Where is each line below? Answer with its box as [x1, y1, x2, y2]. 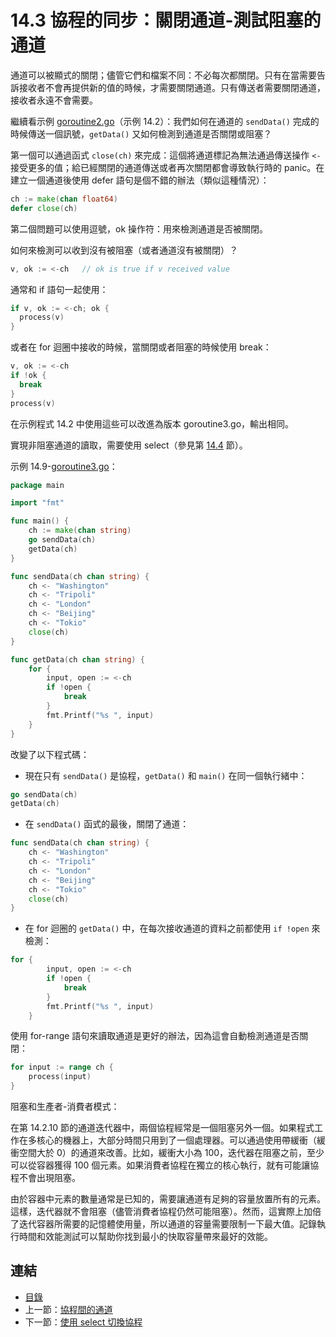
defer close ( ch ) [10, 203, 78, 213]
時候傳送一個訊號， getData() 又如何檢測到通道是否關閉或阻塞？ [10, 127, 273, 140]
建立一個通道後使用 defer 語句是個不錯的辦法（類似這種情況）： [10, 174, 270, 186]
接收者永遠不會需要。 [10, 94, 98, 106]
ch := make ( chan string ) [28, 526, 132, 536]
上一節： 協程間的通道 [24, 1303, 113, 1315]
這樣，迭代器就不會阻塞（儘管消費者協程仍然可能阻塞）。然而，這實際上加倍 [10, 1206, 322, 1218]
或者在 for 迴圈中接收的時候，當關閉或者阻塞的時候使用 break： [10, 341, 272, 353]
